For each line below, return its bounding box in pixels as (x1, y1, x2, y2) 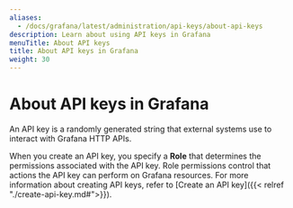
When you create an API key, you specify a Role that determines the (9, 150, 262, 161)
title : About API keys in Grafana (9, 47, 139, 56)
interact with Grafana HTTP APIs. (9, 132, 132, 144)
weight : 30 (9, 55, 50, 64)
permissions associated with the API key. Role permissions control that (9, 159, 271, 171)
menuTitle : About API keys (9, 38, 111, 48)
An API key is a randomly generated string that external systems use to (9, 123, 272, 134)
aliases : (9, 13, 42, 23)
